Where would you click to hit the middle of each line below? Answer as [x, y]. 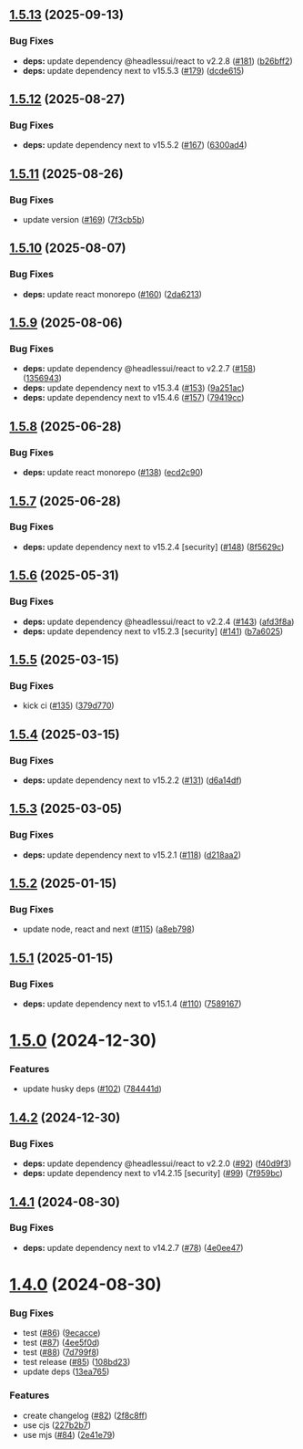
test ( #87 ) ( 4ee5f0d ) [61, 1343]
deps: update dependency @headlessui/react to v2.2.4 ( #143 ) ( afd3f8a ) [158, 621]
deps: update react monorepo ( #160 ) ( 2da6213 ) [112, 294]
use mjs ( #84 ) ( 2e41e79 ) [69, 1434]
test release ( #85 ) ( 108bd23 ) [76, 1362]
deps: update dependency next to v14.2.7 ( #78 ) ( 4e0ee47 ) [133, 1247]
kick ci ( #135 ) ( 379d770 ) [69, 705]
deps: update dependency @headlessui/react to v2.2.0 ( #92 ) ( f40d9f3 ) [157, 1163]
